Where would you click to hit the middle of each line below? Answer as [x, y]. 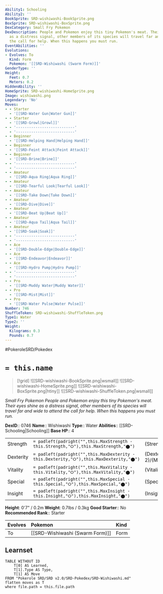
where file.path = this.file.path [40, 587]
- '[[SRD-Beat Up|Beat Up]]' [39, 213]
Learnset [19, 550]
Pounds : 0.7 [22, 335]
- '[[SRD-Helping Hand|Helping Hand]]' [50, 141]
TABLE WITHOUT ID [23, 561]
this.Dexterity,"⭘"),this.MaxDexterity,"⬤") [87, 459]
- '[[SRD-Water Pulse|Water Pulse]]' [48, 304]
